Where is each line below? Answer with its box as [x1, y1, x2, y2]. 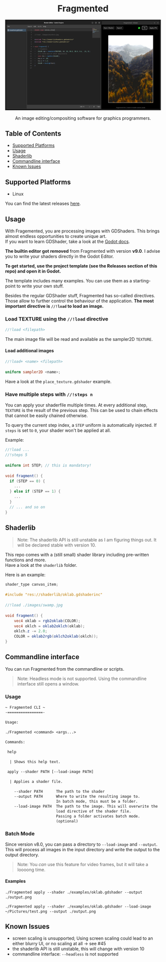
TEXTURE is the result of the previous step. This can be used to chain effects [5, 408, 158, 413]
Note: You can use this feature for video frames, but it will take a [17, 862, 148, 868]
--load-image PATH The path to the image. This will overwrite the [14, 804, 158, 809]
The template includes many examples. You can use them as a [5, 278, 132, 284]
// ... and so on [9, 504, 45, 509]
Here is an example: [5, 572, 46, 578]
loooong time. [17, 867, 45, 873]
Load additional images [5, 347, 54, 354]
